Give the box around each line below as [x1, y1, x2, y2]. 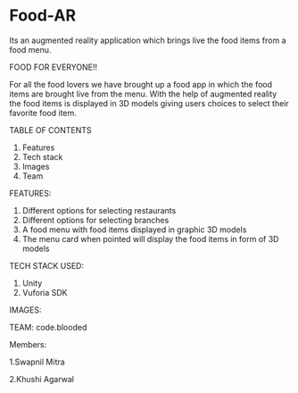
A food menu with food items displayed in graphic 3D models [21, 224, 247, 235]
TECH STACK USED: [9, 260, 85, 271]
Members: [9, 339, 47, 349]
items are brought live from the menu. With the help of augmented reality [9, 88, 277, 99]
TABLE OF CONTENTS [9, 124, 92, 135]
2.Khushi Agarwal [9, 373, 74, 384]
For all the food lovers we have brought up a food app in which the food [9, 79, 273, 89]
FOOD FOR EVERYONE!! [9, 62, 98, 72]
